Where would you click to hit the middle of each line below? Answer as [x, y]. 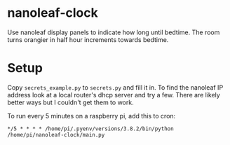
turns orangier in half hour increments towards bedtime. [88, 39]
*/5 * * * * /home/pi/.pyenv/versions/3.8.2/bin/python [90, 129]
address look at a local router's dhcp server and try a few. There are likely [114, 95]
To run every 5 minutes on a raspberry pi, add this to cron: [92, 116]
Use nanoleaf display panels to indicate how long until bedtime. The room [114, 32]
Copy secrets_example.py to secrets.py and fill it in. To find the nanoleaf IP [115, 87]
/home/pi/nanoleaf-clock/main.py [56, 134]
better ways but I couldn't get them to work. [71, 102]
